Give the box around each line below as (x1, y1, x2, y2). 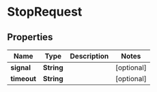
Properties (7, 31, 53, 43)
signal (10, 63, 31, 72)
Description (70, 52, 109, 61)
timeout (10, 74, 36, 83)
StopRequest (7, 4, 83, 20)
